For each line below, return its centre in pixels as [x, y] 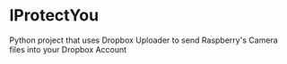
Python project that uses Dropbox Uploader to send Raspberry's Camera [143, 40]
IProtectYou [54, 16]
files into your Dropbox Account [68, 49]
